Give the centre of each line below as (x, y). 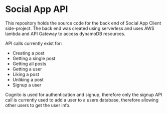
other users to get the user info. (38, 105)
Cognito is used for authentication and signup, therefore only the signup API (84, 94)
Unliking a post (28, 79)
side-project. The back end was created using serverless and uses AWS (80, 28)
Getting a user (27, 69)
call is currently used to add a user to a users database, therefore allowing (82, 100)
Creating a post (28, 53)
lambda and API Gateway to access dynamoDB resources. (65, 33)
